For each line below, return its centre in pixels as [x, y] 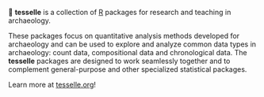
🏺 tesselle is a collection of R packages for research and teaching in [120, 12]
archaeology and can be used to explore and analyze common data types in [132, 44]
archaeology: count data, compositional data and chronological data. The [128, 52]
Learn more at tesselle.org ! [52, 84]
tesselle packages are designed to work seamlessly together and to [119, 61]
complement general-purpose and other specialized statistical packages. [128, 69]
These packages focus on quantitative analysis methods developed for [124, 36]
